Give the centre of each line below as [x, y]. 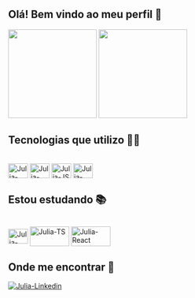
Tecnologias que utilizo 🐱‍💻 [74, 140]
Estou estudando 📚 [57, 200]
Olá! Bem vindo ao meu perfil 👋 [85, 15]
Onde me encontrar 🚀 [61, 267]
